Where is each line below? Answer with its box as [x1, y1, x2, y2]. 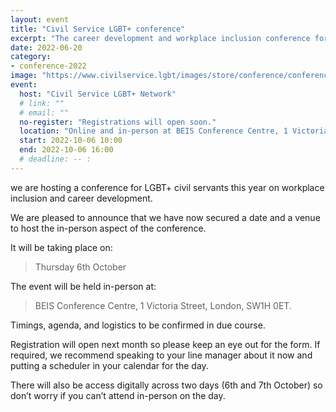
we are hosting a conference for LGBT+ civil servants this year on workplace [10, 181, 325, 193]
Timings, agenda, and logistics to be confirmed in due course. [10, 319, 266, 331]
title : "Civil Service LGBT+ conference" [10, 24, 186, 34]
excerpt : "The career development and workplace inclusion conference [10, 33, 311, 43]
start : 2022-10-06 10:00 [19, 136, 123, 146]
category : [10, 52, 52, 62]
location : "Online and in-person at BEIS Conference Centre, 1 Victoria [19, 126, 329, 136]
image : [10, 71, 38, 81]
